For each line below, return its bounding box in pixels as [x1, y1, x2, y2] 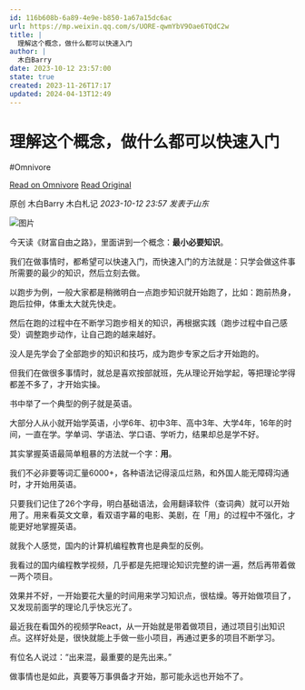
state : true [9, 73, 54, 82]
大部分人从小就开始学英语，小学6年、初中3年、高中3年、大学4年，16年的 [9, 417, 284, 428]
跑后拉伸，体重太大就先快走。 [9, 298, 121, 309]
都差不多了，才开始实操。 [9, 379, 105, 390]
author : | [9, 47, 47, 56]
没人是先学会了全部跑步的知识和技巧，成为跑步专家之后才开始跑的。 [9, 348, 264, 359]
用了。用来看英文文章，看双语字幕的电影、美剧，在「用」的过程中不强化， [9, 510, 288, 521]
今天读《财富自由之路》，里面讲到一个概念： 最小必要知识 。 [9, 237, 229, 248]
